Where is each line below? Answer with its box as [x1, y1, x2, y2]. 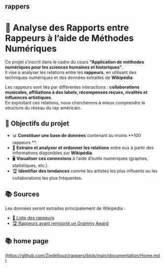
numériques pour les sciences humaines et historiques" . [5, 64, 124, 70]
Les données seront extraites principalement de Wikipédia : [5, 205, 125, 211]
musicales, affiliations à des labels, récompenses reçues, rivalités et [5, 89, 148, 96]
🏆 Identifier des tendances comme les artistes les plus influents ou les [12, 168, 158, 174]
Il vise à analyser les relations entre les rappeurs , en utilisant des [5, 70, 137, 75]
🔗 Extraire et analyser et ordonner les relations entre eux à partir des [12, 145, 154, 151]
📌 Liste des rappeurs [12, 215, 55, 220]
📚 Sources [5, 190, 40, 198]
